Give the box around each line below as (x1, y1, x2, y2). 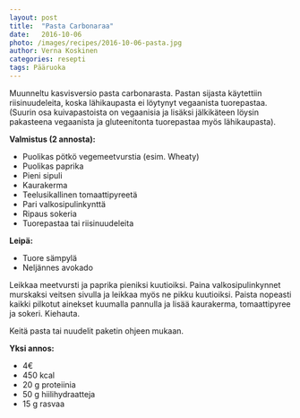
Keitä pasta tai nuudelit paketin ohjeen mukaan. (9, 325, 184, 336)
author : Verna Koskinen (9, 47, 99, 56)
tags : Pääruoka (9, 64, 66, 73)
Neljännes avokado (21, 262, 94, 273)
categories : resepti (9, 55, 87, 64)
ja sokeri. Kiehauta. (9, 308, 81, 318)
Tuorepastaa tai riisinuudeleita (21, 217, 134, 229)
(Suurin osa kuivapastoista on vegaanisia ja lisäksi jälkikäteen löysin (9, 107, 260, 118)
